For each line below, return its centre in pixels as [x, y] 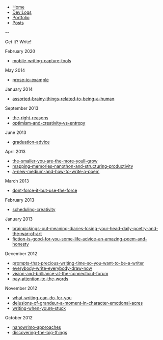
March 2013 [17, 181]
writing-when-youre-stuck [39, 308]
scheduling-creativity [34, 209]
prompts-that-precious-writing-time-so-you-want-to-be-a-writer [78, 263]
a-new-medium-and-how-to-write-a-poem [56, 171]
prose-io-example [30, 80]
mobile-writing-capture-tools [42, 61]
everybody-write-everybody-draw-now [52, 268]
